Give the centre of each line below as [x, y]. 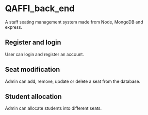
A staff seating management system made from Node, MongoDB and [74, 22]
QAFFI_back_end [40, 9]
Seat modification [33, 69]
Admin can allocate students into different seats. [53, 108]
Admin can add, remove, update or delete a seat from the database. [73, 81]
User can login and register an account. [44, 54]
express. [14, 27]
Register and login [33, 43]
